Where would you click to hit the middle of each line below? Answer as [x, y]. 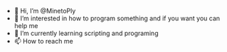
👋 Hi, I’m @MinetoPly [45, 11]
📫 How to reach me [43, 41]
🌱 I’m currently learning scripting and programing [86, 33]
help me [26, 26]
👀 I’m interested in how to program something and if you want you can [117, 18]
